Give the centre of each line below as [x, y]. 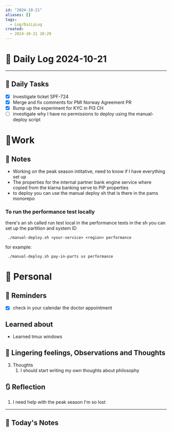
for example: [19, 247]
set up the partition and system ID [41, 229]
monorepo [24, 198]
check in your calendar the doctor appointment [62, 308]
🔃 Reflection [25, 387]
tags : [11, 19]
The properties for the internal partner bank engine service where [82, 182]
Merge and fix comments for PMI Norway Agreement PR [72, 102]
